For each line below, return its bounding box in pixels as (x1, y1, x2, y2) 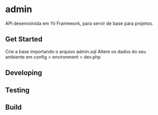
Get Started (5, 35, 43, 44)
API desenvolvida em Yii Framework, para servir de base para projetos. (5, 20, 153, 26)
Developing (5, 68, 42, 77)
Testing (5, 86, 30, 94)
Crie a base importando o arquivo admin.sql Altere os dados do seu (5, 48, 146, 54)
